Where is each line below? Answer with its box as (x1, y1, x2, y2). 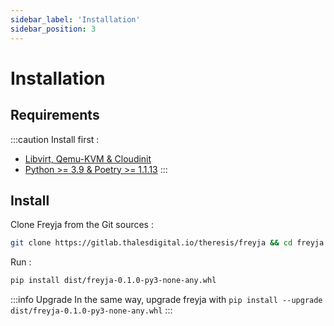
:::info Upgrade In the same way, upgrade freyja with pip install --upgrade (10, 294, 323, 306)
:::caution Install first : (10, 133, 100, 145)
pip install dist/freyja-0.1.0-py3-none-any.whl (10, 276, 217, 286)
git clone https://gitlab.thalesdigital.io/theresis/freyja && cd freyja (10, 238, 325, 248)
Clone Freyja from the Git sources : (10, 219, 154, 231)
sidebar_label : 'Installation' (10, 14, 141, 25)
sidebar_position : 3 (10, 24, 97, 34)
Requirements (10, 107, 100, 124)
